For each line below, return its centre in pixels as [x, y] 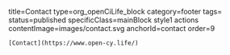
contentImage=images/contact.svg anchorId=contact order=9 [112, 28]
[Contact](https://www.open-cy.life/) [73, 43]
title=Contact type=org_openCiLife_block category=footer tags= [115, 12]
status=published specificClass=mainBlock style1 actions [104, 20]
